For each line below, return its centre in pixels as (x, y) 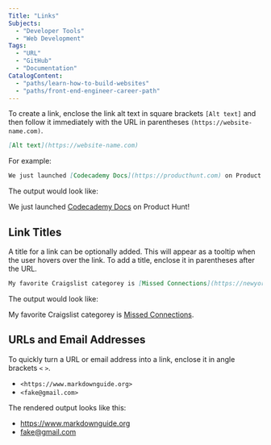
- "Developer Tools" (50, 31)
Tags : (17, 46)
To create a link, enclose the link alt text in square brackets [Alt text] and (132, 114)
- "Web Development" (50, 38)
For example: (30, 161)
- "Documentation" (47, 69)
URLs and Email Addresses (77, 340)
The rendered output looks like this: (67, 407)
